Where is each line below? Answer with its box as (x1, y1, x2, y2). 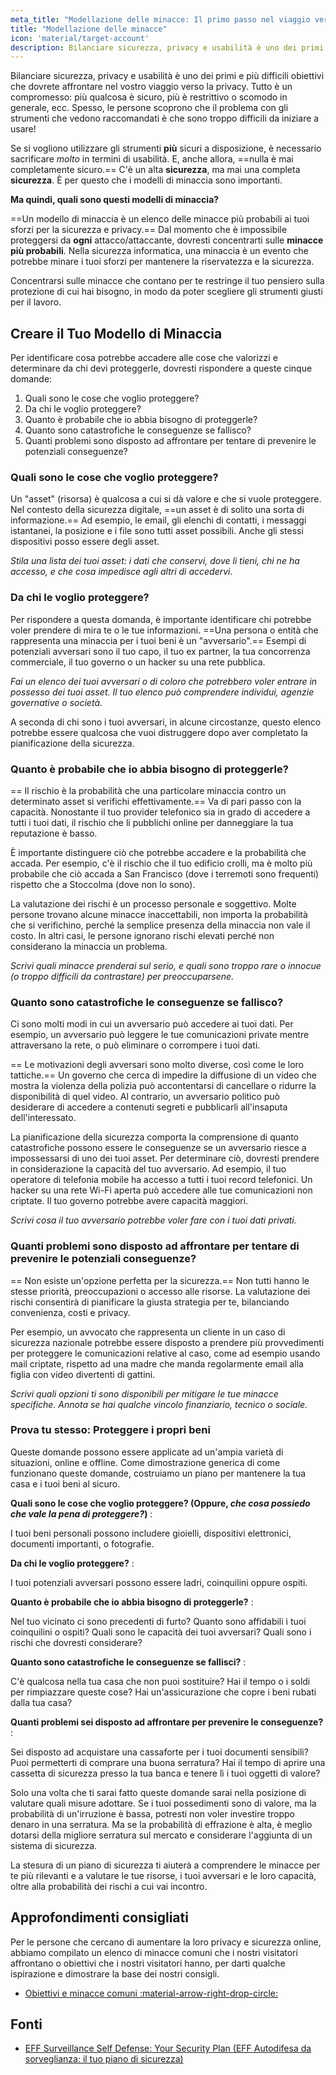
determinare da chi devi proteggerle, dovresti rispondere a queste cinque (10, 362, 313, 375)
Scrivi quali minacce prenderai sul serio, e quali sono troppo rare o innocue (10, 959, 322, 971)
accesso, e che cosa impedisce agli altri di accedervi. (10, 566, 233, 578)
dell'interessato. (10, 1112, 77, 1124)
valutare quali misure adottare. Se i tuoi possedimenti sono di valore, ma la (10, 1797, 317, 1809)
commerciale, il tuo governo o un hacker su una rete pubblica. (10, 656, 266, 668)
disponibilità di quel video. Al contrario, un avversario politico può (10, 1091, 281, 1103)
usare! (10, 123, 37, 135)
